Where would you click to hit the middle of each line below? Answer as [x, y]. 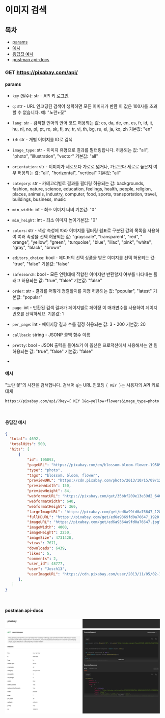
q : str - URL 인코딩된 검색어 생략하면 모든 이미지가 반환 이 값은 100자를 [80, 106]
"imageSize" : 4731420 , [50, 538]
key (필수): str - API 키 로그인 [40, 96]
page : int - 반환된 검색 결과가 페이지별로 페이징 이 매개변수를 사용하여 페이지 [85, 308]
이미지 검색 [26, 10]
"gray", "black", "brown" [37, 248]
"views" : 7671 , [42, 543]
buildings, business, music [39, 199]
